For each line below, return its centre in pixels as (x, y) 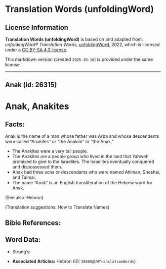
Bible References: (33, 223)
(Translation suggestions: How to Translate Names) (57, 207)
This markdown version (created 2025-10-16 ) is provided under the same (79, 59)
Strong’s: (21, 252)
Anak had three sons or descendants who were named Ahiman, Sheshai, (86, 172)
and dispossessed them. (37, 167)
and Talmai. (24, 177)
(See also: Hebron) (24, 198)
